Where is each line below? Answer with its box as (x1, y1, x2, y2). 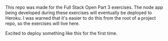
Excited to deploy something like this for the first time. (5, 30, 118, 36)
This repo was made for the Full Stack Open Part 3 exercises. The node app (5, 5, 163, 10)
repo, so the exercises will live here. (5, 20, 80, 26)
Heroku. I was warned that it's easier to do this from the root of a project (5, 15, 156, 21)
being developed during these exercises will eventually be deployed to (5, 10, 152, 16)
